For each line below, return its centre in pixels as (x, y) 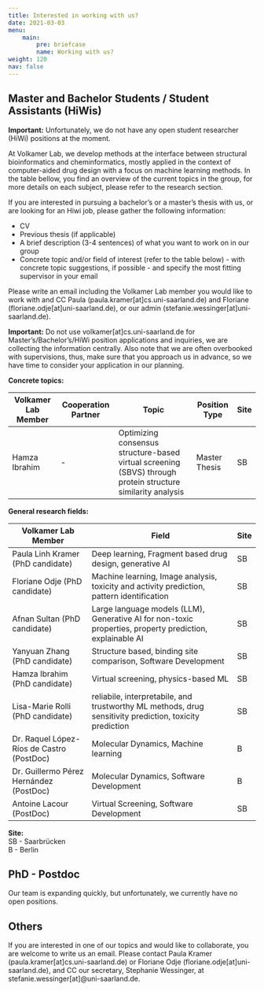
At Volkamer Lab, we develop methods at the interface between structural (128, 153)
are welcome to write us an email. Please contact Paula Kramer (110, 954)
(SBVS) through (147, 471)
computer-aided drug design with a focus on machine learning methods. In (129, 170)
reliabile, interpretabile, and (142, 696)
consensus (139, 442)
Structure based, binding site (145, 651)
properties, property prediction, (150, 628)
